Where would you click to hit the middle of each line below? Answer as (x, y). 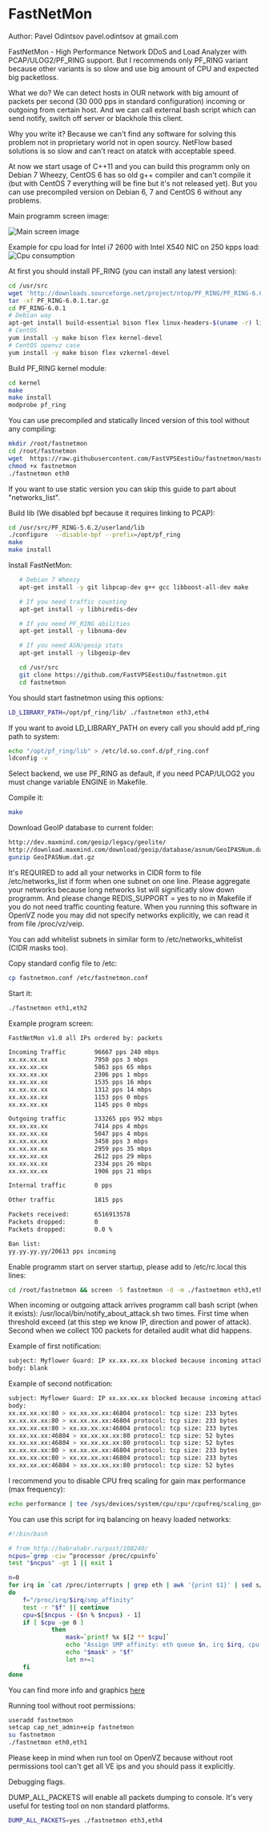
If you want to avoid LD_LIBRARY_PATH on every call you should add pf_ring (134, 728)
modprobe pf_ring (37, 406)
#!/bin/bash (28, 1534)
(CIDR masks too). (38, 947)
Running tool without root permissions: (72, 1705)
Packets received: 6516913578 (69, 1215)
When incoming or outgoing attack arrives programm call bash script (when (133, 1305)
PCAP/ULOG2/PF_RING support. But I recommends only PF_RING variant (128, 60)
